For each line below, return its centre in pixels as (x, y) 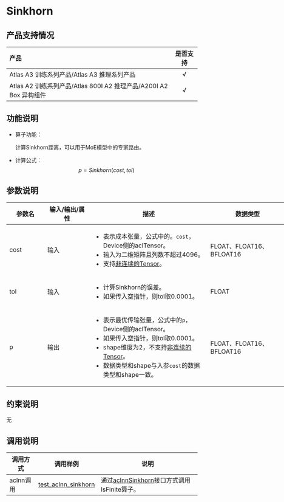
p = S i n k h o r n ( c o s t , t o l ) (106, 170)
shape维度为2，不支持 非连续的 (147, 347)
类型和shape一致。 (130, 374)
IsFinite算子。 (120, 489)
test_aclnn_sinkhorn (67, 484)
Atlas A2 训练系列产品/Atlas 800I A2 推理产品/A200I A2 (89, 86)
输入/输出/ (64, 209)
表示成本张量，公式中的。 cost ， (149, 236)
